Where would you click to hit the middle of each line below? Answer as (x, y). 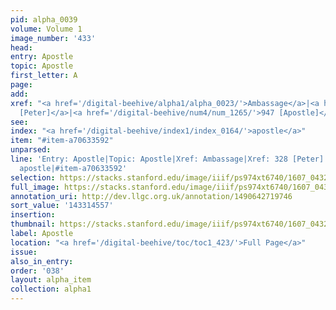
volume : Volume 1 (46, 29)
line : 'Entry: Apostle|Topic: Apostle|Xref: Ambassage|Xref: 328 (149, 159)
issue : (24, 252)
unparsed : (31, 150)
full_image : (35, 187)
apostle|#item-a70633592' (73, 168)
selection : (33, 177)
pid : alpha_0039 (44, 19)
